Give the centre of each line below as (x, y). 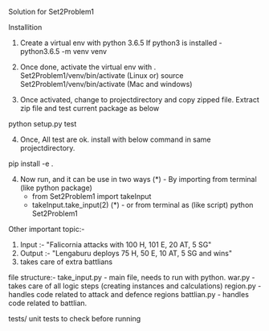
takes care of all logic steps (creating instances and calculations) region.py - (135, 286)
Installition (25, 27)
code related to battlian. (48, 303)
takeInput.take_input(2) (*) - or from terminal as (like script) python (143, 205)
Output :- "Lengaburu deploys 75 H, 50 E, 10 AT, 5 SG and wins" (126, 253)
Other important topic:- (47, 229)
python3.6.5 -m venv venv (63, 51)
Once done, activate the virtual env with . (88, 67)
